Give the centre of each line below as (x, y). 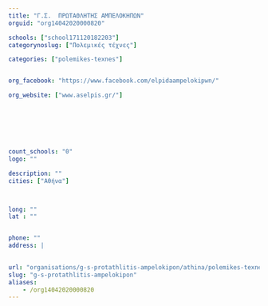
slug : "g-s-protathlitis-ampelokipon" (73, 275)
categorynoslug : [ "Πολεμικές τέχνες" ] (73, 45)
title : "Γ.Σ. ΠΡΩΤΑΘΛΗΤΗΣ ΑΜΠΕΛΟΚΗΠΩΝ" (77, 16)
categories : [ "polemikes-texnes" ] (66, 60)
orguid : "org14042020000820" (57, 23)
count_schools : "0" (41, 152)
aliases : (23, 282)
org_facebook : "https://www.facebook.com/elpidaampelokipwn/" (114, 81)
